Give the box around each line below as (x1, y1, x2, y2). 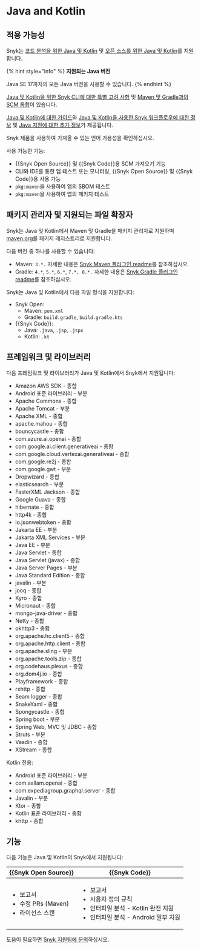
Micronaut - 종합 (15, 602, 56, 609)
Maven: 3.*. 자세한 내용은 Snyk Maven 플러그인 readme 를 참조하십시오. (15, 260, 189, 267)
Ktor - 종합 (15, 802, 41, 809)
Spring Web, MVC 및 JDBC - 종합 (15, 723, 97, 730)
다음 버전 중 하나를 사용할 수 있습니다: (6, 247, 95, 255)
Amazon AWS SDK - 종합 (15, 382, 77, 389)
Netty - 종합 (15, 617, 44, 624)
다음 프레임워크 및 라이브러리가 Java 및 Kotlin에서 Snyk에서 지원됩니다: (6, 369, 176, 377)
